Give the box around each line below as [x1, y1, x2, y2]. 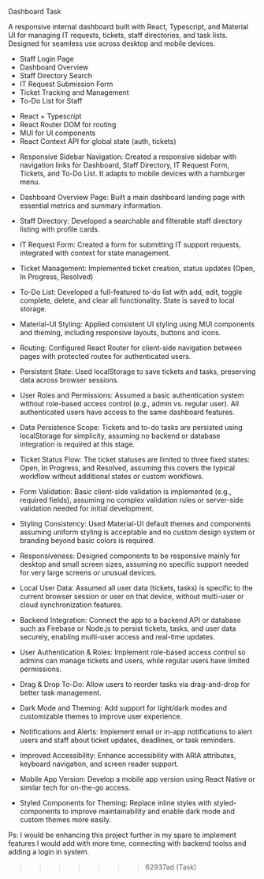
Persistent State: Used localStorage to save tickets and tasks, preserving [19, 367, 256, 376]
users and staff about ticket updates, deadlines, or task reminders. [19, 735, 236, 745]
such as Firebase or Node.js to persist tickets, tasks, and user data [19, 624, 236, 633]
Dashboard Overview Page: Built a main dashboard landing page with [19, 193, 246, 202]
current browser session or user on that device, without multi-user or [19, 592, 244, 601]
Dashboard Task [8, 7, 61, 16]
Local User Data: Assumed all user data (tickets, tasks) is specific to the [19, 583, 254, 592]
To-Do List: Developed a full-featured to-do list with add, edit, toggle [19, 288, 243, 296]
